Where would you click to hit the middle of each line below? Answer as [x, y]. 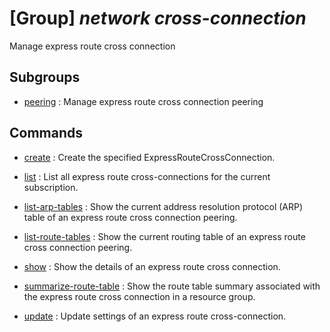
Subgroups [45, 77]
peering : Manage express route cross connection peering [143, 101]
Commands [46, 133]
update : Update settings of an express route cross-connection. [155, 316]
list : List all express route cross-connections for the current [147, 176]
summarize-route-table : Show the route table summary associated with [172, 286]
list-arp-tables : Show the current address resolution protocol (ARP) [163, 206]
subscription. [51, 187]
